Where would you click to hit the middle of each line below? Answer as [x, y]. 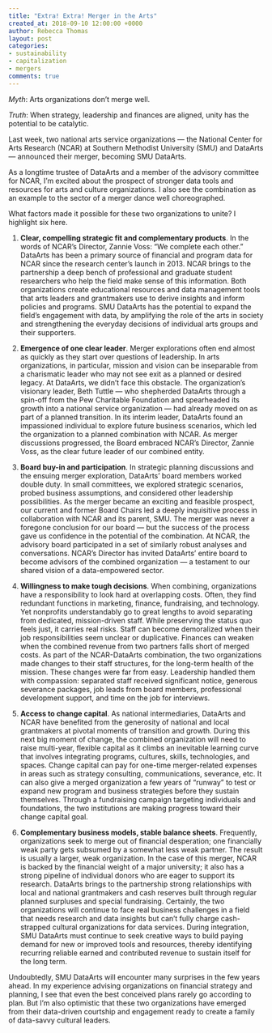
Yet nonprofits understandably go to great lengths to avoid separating [136, 611]
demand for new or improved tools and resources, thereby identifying [136, 944]
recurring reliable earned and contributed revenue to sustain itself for [136, 953]
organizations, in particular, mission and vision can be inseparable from [139, 365]
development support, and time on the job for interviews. [115, 698]
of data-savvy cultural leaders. [59, 1020]
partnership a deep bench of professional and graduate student [126, 272]
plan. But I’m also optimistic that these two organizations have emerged [127, 1003]
